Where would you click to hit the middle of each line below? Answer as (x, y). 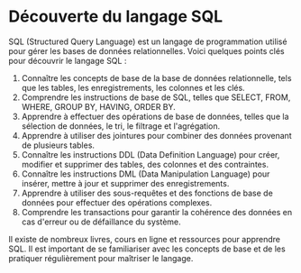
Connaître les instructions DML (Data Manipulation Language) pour (146, 174)
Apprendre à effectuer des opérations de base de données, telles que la (155, 116)
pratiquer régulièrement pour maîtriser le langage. (101, 258)
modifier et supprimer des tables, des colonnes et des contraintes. (145, 164)
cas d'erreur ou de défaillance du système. (101, 222)
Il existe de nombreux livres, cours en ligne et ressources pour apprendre (145, 239)
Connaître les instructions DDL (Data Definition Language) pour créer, (150, 154)
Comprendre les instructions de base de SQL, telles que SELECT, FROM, (156, 97)
